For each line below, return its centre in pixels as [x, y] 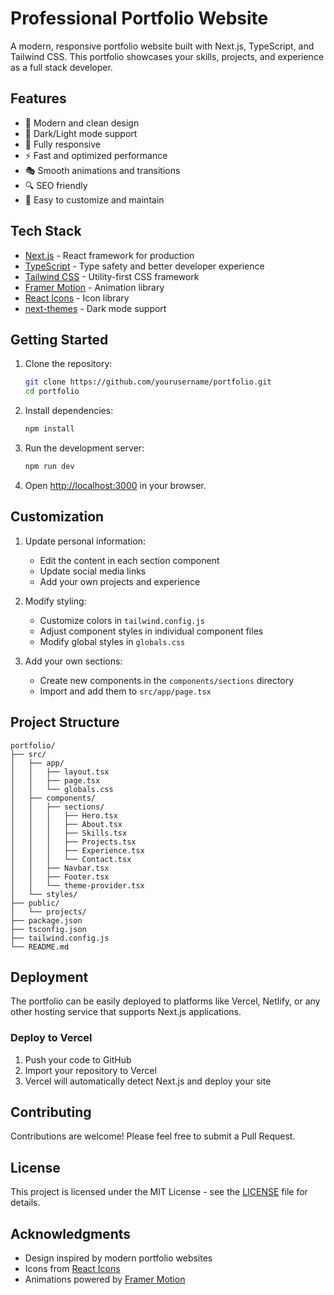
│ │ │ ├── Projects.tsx [73, 842]
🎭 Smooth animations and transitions [102, 170]
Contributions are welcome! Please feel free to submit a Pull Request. [153, 1136]
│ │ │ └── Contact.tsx [71, 859]
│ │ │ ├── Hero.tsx [64, 815]
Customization [57, 517]
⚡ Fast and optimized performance [96, 155]
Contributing [51, 1112]
